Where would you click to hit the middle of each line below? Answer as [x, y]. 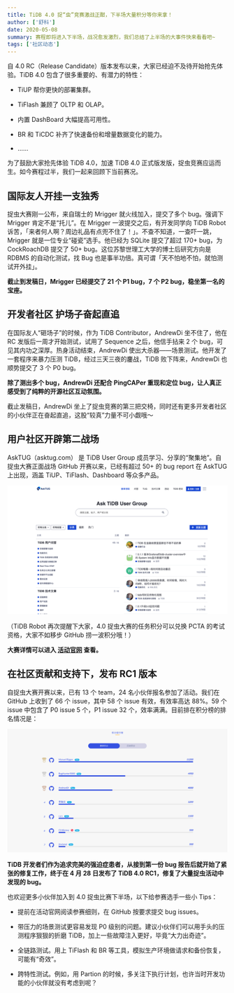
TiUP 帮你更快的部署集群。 [56, 90]
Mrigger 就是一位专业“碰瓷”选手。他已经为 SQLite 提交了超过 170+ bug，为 [115, 240]
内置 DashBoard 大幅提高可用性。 [66, 120]
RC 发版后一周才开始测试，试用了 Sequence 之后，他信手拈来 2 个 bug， [112, 341]
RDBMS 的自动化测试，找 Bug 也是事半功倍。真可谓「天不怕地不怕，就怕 [112, 258]
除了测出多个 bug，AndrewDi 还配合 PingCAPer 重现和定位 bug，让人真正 [115, 383]
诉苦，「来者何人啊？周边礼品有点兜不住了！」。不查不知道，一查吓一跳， [111, 231]
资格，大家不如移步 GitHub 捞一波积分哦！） [71, 635]
